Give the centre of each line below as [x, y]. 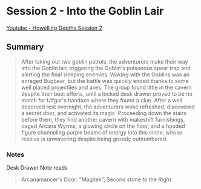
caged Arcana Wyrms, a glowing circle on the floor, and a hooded [103, 126]
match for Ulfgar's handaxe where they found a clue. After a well [102, 100]
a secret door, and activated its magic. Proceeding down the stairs [104, 113]
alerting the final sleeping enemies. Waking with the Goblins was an [105, 75]
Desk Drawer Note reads [37, 168]
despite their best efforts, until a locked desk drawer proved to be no [107, 94]
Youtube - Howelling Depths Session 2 [54, 28]
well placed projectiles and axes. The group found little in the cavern [106, 87]
